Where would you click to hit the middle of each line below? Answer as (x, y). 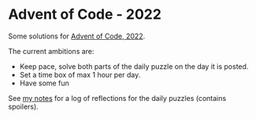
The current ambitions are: (51, 51)
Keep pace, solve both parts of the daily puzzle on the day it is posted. (134, 66)
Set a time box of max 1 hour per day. (80, 74)
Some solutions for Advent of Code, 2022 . (77, 36)
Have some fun (44, 83)
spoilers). (24, 106)
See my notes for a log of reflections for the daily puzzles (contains (117, 98)
